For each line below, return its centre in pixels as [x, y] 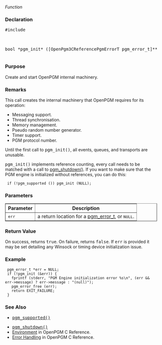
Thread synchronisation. [36, 120]
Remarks [16, 90]
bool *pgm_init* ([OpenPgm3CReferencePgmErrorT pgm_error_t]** [81, 49]
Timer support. [27, 135]
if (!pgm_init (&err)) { [32, 274]
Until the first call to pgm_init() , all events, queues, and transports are [76, 150]
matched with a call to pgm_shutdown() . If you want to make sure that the [78, 169]
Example [15, 259]
